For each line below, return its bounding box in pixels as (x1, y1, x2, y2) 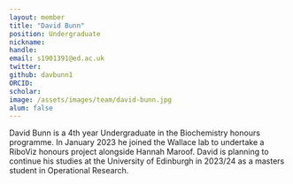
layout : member (9, 12, 66, 22)
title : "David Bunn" (9, 21, 86, 30)
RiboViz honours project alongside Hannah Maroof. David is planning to (9, 147, 269, 157)
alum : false (9, 103, 53, 112)
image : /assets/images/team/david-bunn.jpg (9, 95, 173, 104)
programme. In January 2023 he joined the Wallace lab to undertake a (9, 137, 265, 148)
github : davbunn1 (9, 71, 73, 80)
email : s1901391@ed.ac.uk (9, 54, 104, 63)
